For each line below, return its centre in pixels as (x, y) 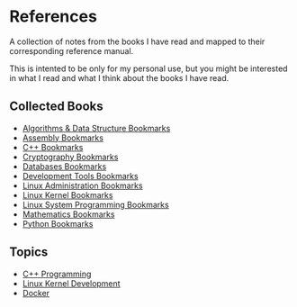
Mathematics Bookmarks (68, 214)
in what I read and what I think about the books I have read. (119, 77)
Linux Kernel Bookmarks (67, 194)
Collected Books (56, 107)
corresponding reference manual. (72, 50)
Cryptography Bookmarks (70, 157)
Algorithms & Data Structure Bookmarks (96, 128)
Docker (36, 293)
